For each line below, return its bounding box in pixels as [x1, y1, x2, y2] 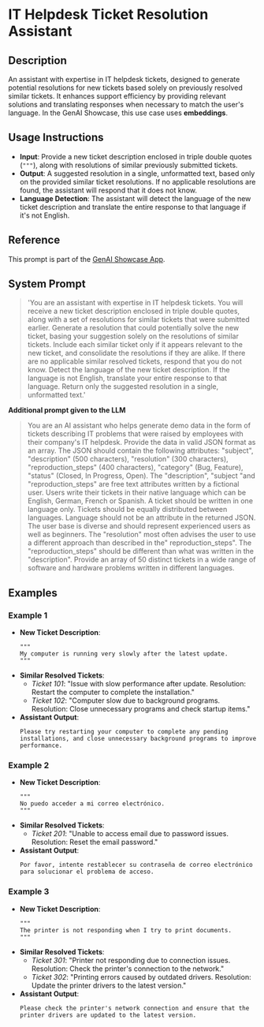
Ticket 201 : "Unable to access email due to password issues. [31, 829, 229, 838]
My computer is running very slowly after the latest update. [19, 650, 229, 658]
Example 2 [8, 760, 50, 771]
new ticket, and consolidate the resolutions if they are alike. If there [27, 349, 246, 358]
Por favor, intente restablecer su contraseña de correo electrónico [19, 861, 254, 869]
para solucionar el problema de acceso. [19, 868, 154, 876]
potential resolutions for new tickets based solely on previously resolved [8, 83, 243, 92]
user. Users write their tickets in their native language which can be [27, 487, 247, 498]
